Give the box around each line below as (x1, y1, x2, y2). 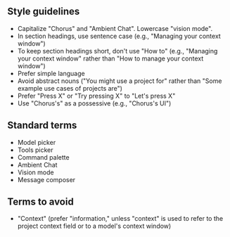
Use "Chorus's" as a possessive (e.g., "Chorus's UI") (17, 98, 172, 108)
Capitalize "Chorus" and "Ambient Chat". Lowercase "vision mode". (17, 24, 213, 32)
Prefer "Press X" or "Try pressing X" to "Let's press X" (17, 91, 176, 100)
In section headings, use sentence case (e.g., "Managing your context (17, 32, 222, 40)
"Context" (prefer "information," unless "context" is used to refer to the (17, 214, 224, 223)
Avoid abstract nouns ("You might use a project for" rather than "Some (17, 77, 222, 85)
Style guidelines (7, 6, 80, 18)
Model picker (17, 138, 56, 146)
